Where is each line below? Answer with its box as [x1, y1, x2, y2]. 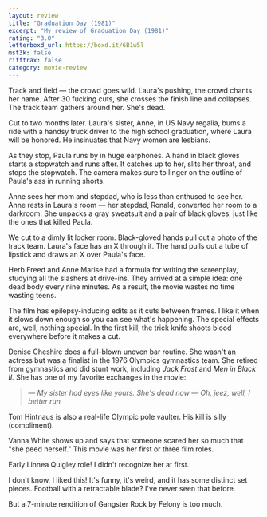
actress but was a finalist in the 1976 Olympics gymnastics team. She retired [8, 355, 258, 364]
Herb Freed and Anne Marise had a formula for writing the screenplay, [8, 264, 239, 274]
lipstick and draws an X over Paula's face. [8, 249, 146, 259]
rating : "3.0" [8, 34, 56, 42]
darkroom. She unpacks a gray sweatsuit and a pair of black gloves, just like [8, 209, 258, 218]
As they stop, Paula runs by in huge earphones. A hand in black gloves [8, 150, 241, 160]
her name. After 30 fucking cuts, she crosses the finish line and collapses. [8, 93, 252, 104]
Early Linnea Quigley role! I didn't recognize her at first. [8, 459, 190, 469]
